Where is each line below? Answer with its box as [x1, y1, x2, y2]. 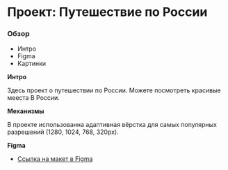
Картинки [17, 60, 47, 68]
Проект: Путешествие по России [7, 4, 208, 20]
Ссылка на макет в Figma [17, 155, 93, 163]
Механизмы [7, 107, 44, 115]
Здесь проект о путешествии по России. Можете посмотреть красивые [7, 86, 221, 94]
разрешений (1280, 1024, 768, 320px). [7, 128, 120, 136]
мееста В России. [7, 94, 60, 102]
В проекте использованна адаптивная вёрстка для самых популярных [7, 121, 218, 129]
